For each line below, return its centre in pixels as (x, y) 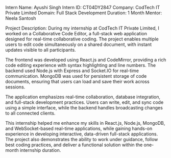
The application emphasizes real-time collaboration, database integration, (83, 97)
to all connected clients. (30, 113)
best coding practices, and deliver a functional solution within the (74, 145)
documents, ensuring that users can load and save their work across (77, 82)
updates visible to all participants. (41, 50)
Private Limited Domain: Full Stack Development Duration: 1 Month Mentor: (84, 13)
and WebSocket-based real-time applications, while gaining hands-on (79, 128)
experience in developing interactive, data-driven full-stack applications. (82, 134)
